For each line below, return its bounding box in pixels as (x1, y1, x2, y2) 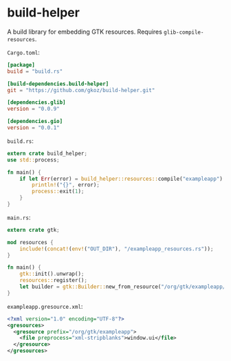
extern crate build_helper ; (7, 150, 88, 157)
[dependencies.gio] (7, 118, 63, 125)
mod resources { (7, 239, 54, 245)
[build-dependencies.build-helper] (7, 80, 109, 87)
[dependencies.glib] (7, 99, 67, 106)
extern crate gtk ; (7, 226, 60, 233)
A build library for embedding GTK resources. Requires (7, 28, 163, 36)
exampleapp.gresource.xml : (7, 302, 83, 310)
